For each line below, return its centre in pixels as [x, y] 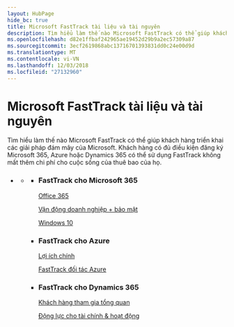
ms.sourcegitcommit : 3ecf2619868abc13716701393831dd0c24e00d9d [101, 46]
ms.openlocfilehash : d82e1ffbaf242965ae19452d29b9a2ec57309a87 [101, 40]
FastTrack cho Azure [74, 241]
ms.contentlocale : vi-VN [43, 59]
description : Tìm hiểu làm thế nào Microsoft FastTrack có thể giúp [109, 33]
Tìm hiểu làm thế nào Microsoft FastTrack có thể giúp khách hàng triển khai [116, 141]
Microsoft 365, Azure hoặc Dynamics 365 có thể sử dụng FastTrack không [114, 155]
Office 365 [54, 196]
